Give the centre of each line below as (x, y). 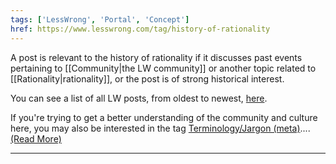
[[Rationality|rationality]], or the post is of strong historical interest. (147, 78)
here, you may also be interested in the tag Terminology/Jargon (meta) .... (160, 128)
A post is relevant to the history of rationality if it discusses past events (156, 57)
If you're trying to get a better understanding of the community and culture (164, 117)
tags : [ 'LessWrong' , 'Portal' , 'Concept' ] (100, 19)
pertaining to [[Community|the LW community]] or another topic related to (163, 68)
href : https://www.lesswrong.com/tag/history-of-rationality (140, 29)
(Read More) (36, 138)
